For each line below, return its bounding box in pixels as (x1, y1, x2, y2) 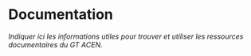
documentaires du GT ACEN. (8, 39, 103, 49)
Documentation (8, 6, 114, 24)
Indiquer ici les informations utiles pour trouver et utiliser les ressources (8, 32, 244, 41)
